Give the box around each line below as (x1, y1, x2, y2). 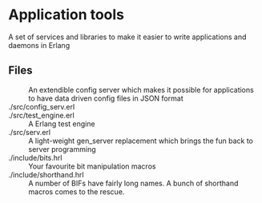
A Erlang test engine (28, 118, 95, 129)
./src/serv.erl (8, 127, 50, 137)
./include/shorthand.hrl (8, 169, 84, 179)
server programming (28, 144, 96, 153)
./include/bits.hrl (8, 153, 62, 162)
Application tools (8, 6, 125, 24)
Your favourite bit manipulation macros (28, 161, 156, 171)
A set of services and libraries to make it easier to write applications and (8, 32, 247, 42)
